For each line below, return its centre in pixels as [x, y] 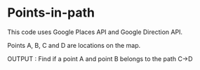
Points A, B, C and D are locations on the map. [74, 45]
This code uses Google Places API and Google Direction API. [95, 32]
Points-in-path [51, 13]
